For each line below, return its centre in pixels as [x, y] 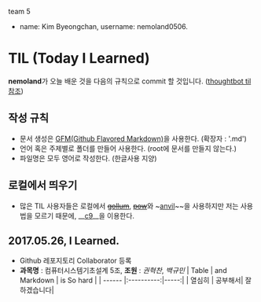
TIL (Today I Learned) [79, 59]
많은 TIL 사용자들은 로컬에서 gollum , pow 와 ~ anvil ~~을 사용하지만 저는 [129, 206]
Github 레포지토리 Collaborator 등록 [75, 261]
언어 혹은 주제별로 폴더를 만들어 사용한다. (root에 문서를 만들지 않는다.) [128, 148]
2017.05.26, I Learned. [64, 240]
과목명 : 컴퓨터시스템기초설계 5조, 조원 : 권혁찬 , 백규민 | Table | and [123, 271]
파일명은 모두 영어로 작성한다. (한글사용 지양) [88, 158]
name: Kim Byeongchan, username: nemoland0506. [104, 26]
